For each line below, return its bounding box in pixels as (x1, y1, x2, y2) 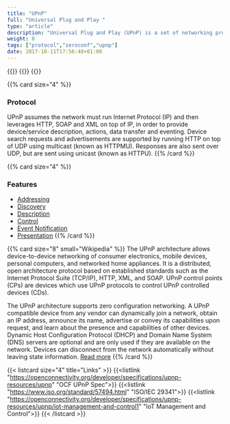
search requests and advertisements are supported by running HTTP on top (7, 135, 221, 143)
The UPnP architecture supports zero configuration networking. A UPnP (7, 302, 210, 310)
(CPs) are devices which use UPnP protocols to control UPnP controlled (7, 282, 209, 290)
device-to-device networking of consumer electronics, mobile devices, (7, 252, 207, 260)
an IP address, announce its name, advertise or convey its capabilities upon (7, 316, 220, 325)
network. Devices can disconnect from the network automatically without (7, 345, 214, 353)
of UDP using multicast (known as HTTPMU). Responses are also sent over (7, 142, 219, 151)
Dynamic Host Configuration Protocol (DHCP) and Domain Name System (7, 331, 212, 339)
